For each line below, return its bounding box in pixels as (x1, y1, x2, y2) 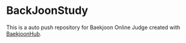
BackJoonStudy (6, 4, 89, 18)
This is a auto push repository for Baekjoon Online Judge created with (6, 24, 181, 31)
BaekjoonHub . (6, 30, 42, 37)
